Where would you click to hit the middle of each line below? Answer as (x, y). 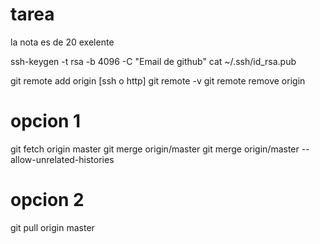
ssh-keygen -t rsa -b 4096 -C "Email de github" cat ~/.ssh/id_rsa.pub (153, 61)
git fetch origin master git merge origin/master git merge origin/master (155, 149)
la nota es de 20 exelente (62, 42)
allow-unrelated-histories (62, 159)
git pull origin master (52, 227)
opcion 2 (47, 200)
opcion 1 (46, 121)
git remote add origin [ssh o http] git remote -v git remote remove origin (158, 80)
